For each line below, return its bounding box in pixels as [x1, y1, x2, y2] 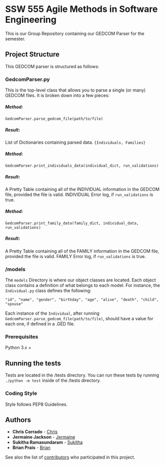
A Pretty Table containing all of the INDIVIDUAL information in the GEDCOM [5, 186, 160, 192]
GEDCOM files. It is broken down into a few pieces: [5, 93, 110, 98]
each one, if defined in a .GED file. [5, 321, 75, 327]
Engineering [5, 14, 57, 25]
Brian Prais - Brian [12, 445, 51, 451]
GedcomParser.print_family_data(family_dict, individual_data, [5, 220, 139, 226]
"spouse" [5, 302, 23, 307]
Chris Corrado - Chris [12, 429, 58, 435]
